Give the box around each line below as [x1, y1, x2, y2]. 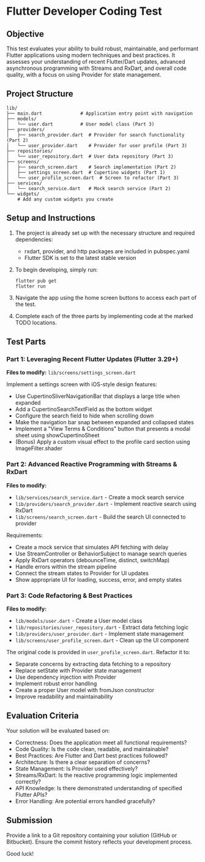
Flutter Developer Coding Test [6, 4, 162, 18]
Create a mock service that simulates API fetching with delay [15, 543, 169, 551]
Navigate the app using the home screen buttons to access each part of [15, 294, 197, 301]
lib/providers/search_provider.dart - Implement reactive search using [15, 500, 197, 507]
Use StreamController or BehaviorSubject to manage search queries [15, 550, 187, 557]
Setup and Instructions [6, 213, 96, 223]
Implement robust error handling [15, 679, 97, 687]
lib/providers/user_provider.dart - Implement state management [15, 630, 184, 637]
